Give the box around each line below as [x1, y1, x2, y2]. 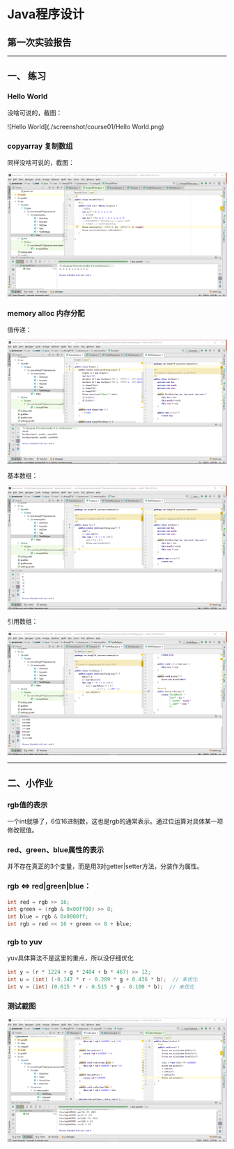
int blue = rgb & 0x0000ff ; [7, 913, 89, 921]
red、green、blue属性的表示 [7, 844, 104, 854]
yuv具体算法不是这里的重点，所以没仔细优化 [7, 954, 134, 963]
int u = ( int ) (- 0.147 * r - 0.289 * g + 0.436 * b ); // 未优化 [7, 976, 198, 983]
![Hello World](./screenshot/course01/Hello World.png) [7, 122, 164, 131]
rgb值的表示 [7, 800, 48, 810]
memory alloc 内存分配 [7, 308, 85, 318]
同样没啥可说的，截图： [7, 158, 75, 166]
